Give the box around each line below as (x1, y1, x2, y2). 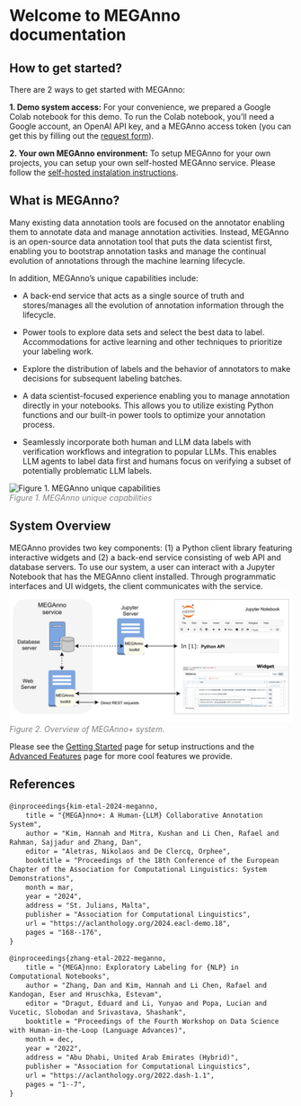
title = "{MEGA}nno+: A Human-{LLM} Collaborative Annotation (25, 811, 263, 820)
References (9, 776, 75, 793)
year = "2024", (25, 892, 83, 901)
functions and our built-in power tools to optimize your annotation (22, 409, 266, 420)
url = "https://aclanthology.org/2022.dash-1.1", (25, 1071, 216, 1080)
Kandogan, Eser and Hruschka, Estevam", (9, 990, 164, 999)
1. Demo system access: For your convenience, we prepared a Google (9, 102, 271, 113)
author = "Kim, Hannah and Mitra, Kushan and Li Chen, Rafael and (25, 829, 279, 838)
